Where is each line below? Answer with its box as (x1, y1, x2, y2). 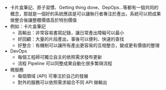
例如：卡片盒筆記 (10, 23, 46, 29)
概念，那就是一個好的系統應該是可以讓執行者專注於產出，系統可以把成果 (10, 11, 161, 17)
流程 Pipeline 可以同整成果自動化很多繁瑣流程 (17, 60, 112, 66)
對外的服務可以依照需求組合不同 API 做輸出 (17, 79, 107, 85)
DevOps (10, 48, 27, 54)
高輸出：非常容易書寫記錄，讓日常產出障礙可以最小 (17, 30, 124, 35)
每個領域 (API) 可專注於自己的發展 (17, 73, 89, 79)
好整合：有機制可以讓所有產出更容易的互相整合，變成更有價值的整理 (17, 42, 160, 48)
